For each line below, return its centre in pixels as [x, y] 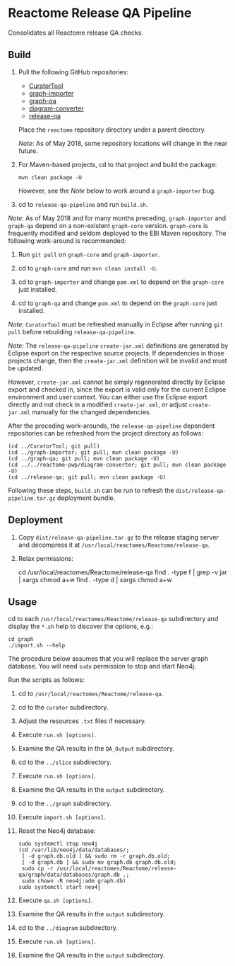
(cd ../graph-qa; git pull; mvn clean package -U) [84, 458]
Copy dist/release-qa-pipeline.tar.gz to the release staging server [119, 537]
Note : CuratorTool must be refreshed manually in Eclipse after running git [116, 324]
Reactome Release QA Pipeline [100, 13]
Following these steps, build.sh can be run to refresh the [91, 490]
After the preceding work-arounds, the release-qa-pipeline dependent [112, 426]
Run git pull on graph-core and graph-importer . [89, 254]
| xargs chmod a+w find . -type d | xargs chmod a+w [95, 579]
